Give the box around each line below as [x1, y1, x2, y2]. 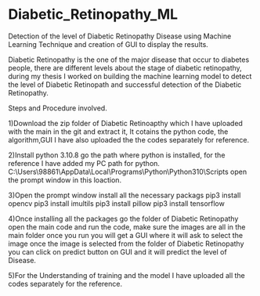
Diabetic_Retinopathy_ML [8, 5, 179, 23]
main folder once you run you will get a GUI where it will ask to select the [8, 230, 244, 240]
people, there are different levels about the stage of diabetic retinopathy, [8, 63, 243, 72]
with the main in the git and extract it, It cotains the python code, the [8, 127, 229, 136]
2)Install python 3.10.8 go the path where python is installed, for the [8, 150, 226, 160]
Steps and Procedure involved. [8, 103, 107, 113]
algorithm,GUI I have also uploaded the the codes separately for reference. [8, 135, 249, 144]
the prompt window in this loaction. [8, 175, 122, 185]
